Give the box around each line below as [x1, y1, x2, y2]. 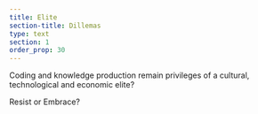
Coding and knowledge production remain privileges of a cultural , [9, 70, 250, 80]
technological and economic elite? [9, 80, 135, 90]
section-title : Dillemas [9, 21, 101, 30]
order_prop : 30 [9, 46, 66, 55]
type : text [9, 29, 50, 38]
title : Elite [9, 12, 58, 22]
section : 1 [9, 37, 50, 47]
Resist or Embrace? [9, 96, 80, 107]
